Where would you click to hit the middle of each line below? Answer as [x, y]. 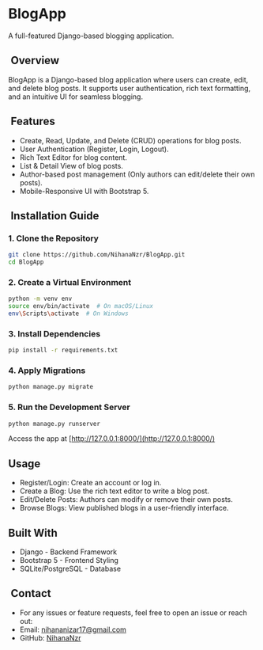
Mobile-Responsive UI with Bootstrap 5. [84, 191]
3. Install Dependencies [54, 333]
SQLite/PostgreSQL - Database [70, 569]
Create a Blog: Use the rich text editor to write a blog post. [115, 491]
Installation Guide [55, 216]
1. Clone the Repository [53, 238]
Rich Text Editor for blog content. [73, 157]
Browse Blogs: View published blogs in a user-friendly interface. [124, 508]
